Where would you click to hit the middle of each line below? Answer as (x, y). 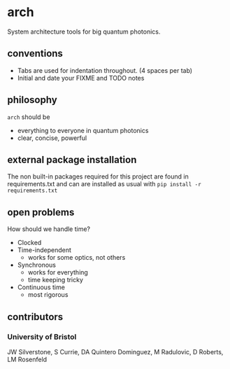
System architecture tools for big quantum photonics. (84, 32)
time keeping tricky (56, 280)
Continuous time (41, 287)
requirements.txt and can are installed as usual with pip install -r (104, 184)
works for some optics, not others (77, 258)
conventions (35, 54)
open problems (41, 212)
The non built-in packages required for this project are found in (98, 176)
